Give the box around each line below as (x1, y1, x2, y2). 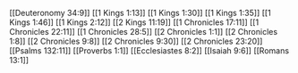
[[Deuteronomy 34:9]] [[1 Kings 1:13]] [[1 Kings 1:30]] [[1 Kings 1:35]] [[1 (9, 8, 271, 18)
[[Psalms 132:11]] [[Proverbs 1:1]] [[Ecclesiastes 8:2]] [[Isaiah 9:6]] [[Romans (9, 45, 289, 56)
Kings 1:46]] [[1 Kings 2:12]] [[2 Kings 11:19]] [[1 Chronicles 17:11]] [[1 (9, 17, 260, 28)
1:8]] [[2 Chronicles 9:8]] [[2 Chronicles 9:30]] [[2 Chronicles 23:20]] (9, 36, 263, 46)
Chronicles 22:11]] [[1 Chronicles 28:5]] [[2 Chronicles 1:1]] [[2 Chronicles (9, 27, 278, 36)
